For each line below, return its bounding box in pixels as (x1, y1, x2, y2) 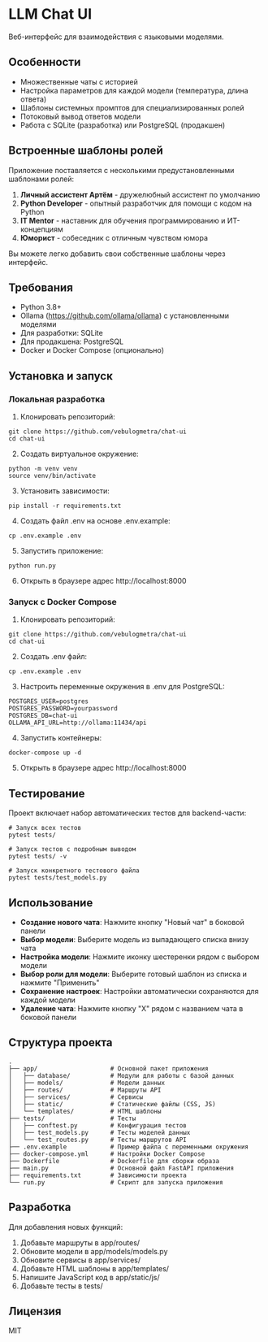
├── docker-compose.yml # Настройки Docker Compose (8, 1149, 205, 1158)
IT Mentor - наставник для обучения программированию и (19, 215, 226, 225)
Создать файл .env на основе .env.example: (19, 516, 171, 526)
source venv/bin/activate (8, 472, 96, 480)
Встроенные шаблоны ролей (8, 144, 164, 158)
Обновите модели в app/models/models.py (19, 1246, 168, 1256)
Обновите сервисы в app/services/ (19, 1255, 140, 1265)
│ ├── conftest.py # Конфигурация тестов (8, 1121, 187, 1130)
